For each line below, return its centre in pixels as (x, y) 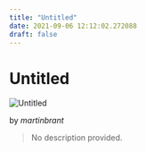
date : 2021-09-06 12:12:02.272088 (73, 26)
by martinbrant (36, 121)
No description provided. (77, 138)
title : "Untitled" (43, 17)
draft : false (33, 34)
